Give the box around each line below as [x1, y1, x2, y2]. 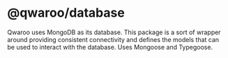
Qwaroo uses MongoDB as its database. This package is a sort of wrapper [7, 28, 221, 36]
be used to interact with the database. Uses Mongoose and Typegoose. [7, 43, 213, 51]
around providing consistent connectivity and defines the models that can [7, 35, 220, 43]
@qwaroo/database [7, 5, 126, 21]
